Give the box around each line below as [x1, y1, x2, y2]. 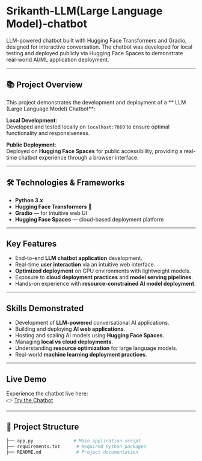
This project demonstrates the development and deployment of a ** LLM [6, 98, 186, 106]
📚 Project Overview [6, 80, 83, 90]
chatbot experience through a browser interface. [18, 154, 139, 161]
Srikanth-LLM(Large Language [6, 4, 163, 18]
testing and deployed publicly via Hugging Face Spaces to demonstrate [6, 49, 183, 56]
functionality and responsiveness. [6, 129, 90, 136]
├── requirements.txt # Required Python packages [6, 443, 147, 450]
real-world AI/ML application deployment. [6, 56, 109, 63]
